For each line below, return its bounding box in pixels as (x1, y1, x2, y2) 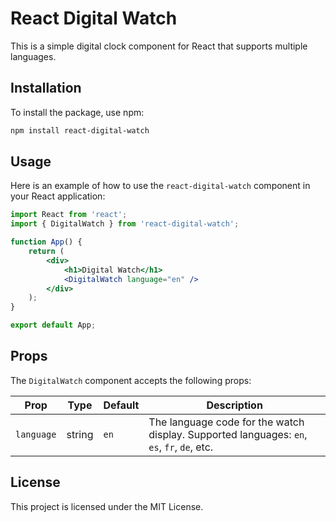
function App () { (10, 237, 83, 247)
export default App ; (10, 320, 97, 331)
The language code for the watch (148, 415, 305, 429)
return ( (28, 247, 65, 257)
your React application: (10, 190, 106, 202)
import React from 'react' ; (10, 210, 128, 220)
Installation (10, 80, 82, 97)
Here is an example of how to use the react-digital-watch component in (10, 180, 311, 192)
